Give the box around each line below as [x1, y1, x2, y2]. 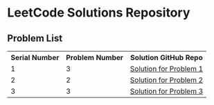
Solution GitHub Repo [130, 53, 203, 62]
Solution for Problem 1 [130, 64, 204, 73]
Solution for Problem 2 [130, 75, 204, 84]
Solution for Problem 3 [130, 86, 204, 96]
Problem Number [65, 53, 123, 62]
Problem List [7, 32, 63, 44]
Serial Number [10, 53, 60, 62]
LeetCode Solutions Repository [7, 5, 190, 21]
